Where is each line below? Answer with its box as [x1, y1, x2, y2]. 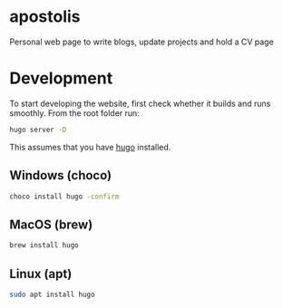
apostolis [9, 6, 81, 27]
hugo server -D [9, 125, 67, 134]
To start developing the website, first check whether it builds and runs [9, 98, 271, 109]
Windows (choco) [9, 168, 112, 183]
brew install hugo [9, 241, 79, 250]
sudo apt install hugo [9, 290, 95, 299]
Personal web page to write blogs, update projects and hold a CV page [9, 36, 274, 47]
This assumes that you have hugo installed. [9, 141, 171, 152]
